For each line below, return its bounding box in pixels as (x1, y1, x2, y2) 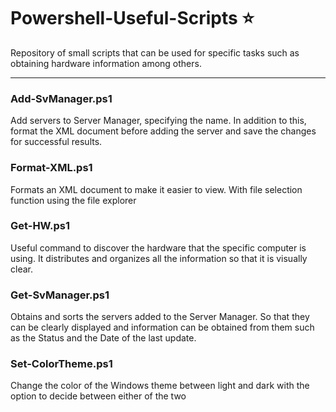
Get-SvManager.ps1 (10, 288, 110, 302)
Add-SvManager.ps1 (10, 91, 113, 105)
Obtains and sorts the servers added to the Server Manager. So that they (10, 311, 310, 323)
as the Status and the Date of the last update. (10, 332, 197, 344)
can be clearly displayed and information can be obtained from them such (10, 321, 315, 334)
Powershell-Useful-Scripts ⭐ (10, 7, 255, 30)
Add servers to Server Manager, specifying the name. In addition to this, (10, 115, 307, 127)
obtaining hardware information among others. (10, 57, 202, 69)
